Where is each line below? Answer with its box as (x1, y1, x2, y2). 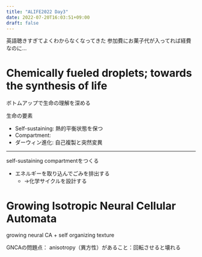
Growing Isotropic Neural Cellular (6, 199, 176, 213)
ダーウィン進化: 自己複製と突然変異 (14, 139, 103, 146)
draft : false (6, 20, 39, 26)
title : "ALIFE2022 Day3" (6, 8, 69, 15)
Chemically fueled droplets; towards (6, 66, 192, 80)
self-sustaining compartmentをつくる (6, 157, 99, 165)
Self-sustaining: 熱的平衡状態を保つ (14, 125, 103, 132)
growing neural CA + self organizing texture (6, 232, 115, 239)
